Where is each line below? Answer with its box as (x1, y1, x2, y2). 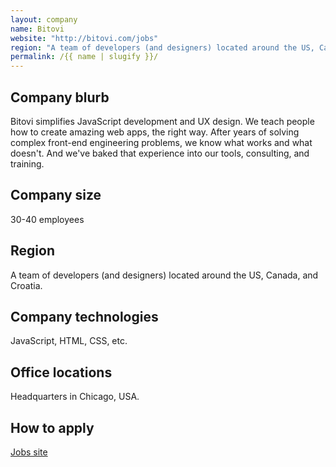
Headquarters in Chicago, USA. (10, 391, 140, 403)
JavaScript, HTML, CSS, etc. (10, 335, 128, 347)
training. (10, 157, 45, 170)
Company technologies (10, 308, 159, 325)
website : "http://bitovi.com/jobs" (10, 33, 159, 43)
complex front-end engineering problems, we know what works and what (10, 136, 313, 148)
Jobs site (10, 446, 48, 458)
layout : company (10, 14, 78, 25)
